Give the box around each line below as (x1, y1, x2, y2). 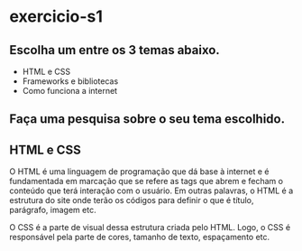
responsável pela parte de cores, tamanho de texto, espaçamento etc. (9, 232, 270, 243)
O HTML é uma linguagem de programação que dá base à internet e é (9, 166, 270, 177)
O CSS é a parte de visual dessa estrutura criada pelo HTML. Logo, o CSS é (9, 222, 291, 233)
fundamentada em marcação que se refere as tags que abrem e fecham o (9, 176, 284, 187)
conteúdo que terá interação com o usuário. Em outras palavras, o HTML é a (9, 185, 294, 196)
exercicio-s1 (9, 6, 104, 27)
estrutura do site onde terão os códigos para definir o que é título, (9, 195, 254, 206)
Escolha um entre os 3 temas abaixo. (9, 42, 221, 58)
